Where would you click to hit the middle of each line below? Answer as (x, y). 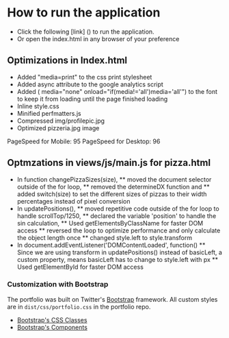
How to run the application (84, 13)
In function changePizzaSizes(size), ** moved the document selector (114, 179)
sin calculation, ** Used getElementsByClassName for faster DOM (110, 223)
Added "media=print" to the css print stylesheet (84, 77)
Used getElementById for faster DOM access (80, 267)
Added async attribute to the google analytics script (90, 84)
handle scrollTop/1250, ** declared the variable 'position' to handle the (117, 216)
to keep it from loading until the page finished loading (92, 99)
